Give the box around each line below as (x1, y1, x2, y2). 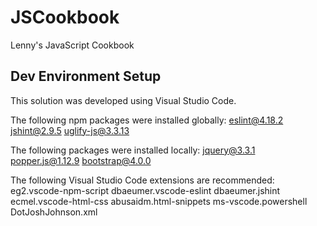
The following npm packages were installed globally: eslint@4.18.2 (10, 114, 284, 126)
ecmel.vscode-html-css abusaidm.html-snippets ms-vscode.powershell (10, 195, 308, 207)
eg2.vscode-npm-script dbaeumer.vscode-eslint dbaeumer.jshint (10, 184, 281, 196)
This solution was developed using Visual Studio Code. (10, 94, 237, 106)
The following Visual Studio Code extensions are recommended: (10, 174, 275, 186)
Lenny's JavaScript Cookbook (10, 39, 135, 51)
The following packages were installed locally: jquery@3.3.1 (10, 144, 256, 156)
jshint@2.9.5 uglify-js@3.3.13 (10, 124, 130, 136)
